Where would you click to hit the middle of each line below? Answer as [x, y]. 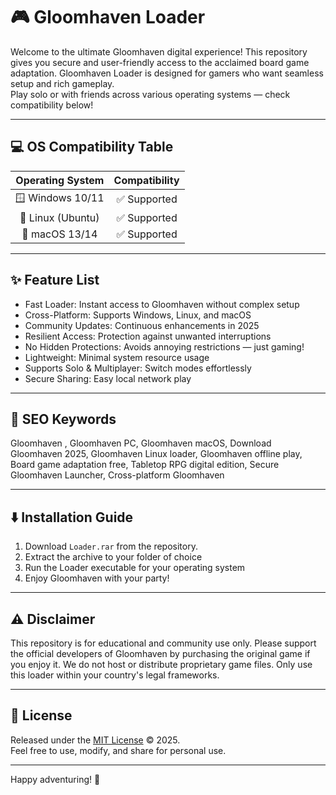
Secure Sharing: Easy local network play [108, 378]
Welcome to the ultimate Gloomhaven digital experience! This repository [159, 51]
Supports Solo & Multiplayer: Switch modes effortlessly [138, 368]
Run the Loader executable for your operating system [135, 568]
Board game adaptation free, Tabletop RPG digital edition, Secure [145, 465]
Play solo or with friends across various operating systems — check [150, 94]
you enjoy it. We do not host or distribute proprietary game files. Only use [161, 664]
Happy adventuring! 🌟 [55, 779]
